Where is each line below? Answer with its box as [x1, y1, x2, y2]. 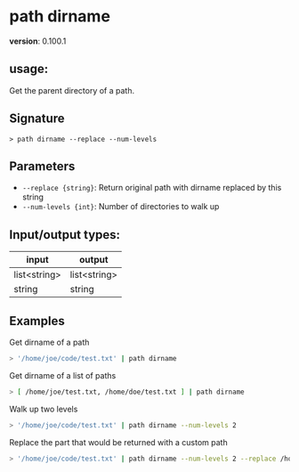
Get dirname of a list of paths [9, 370, 117, 380]
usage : [9, 61, 49, 77]
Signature [9, 111, 65, 126]
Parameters [9, 159, 76, 174]
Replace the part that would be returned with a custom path [9, 436, 229, 447]
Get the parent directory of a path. [9, 85, 135, 95]
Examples [9, 313, 65, 329]
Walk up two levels [9, 403, 78, 414]
